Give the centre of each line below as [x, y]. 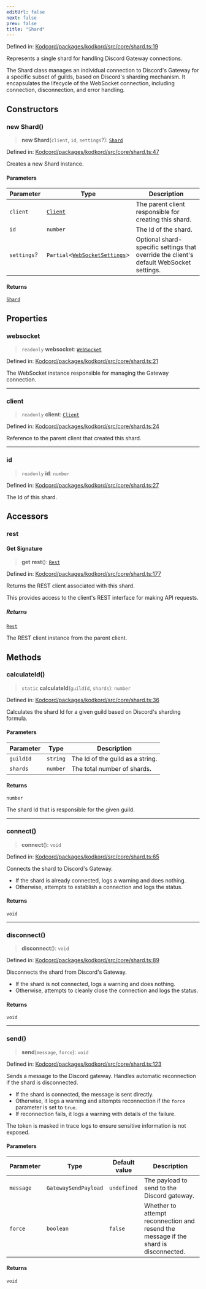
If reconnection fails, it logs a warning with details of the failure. [95, 1114]
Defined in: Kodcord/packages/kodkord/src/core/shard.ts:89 [83, 960]
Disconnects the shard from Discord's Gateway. [67, 972]
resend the [159, 1228]
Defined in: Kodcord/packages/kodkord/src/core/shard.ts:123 [84, 1064]
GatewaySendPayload [75, 1188]
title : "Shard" [26, 29]
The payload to [166, 1180]
